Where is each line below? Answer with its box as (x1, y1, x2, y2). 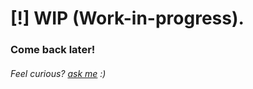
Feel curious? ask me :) (10, 67, 107, 79)
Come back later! (10, 43, 96, 57)
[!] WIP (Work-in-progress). (10, 7, 245, 30)
